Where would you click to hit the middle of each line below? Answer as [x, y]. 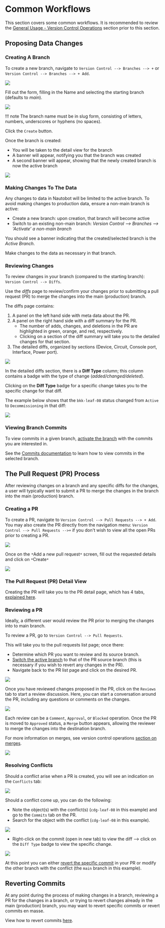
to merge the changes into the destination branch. [56, 729]
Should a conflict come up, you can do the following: [58, 800]
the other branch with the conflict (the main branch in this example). [73, 868]
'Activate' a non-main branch [42, 229]
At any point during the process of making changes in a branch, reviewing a [82, 895]
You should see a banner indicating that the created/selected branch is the [81, 238]
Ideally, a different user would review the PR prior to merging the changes [80, 620]
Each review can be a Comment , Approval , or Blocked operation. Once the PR [81, 718]
